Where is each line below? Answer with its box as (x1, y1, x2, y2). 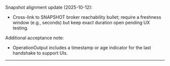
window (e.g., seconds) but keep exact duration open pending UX (12, 20, 150, 25)
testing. (12, 25, 29, 31)
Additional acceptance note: (5, 35, 64, 41)
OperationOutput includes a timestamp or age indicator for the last (12, 45, 151, 50)
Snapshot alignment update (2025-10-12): (5, 5, 93, 10)
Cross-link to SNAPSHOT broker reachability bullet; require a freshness (12, 14, 161, 20)
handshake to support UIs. (12, 50, 68, 56)
